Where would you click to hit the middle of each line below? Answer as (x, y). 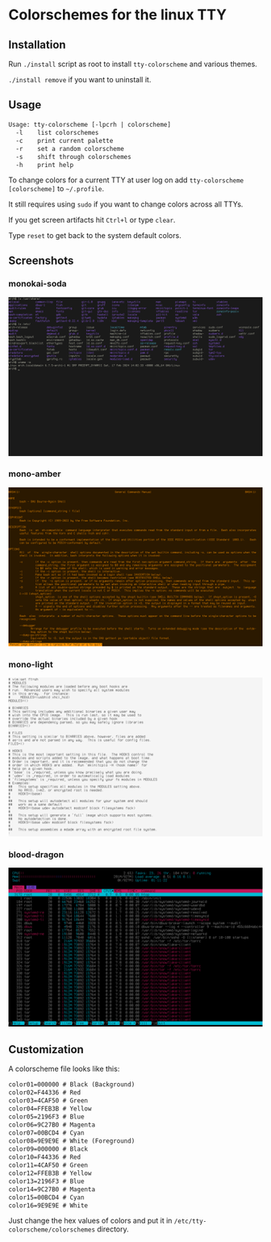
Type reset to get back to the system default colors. (95, 235)
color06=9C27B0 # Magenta (52, 1125)
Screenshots (41, 261)
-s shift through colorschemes (73, 157)
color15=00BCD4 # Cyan (46, 1198)
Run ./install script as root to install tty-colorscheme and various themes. (133, 64)
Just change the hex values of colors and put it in (90, 1221)
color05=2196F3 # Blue (46, 1117)
